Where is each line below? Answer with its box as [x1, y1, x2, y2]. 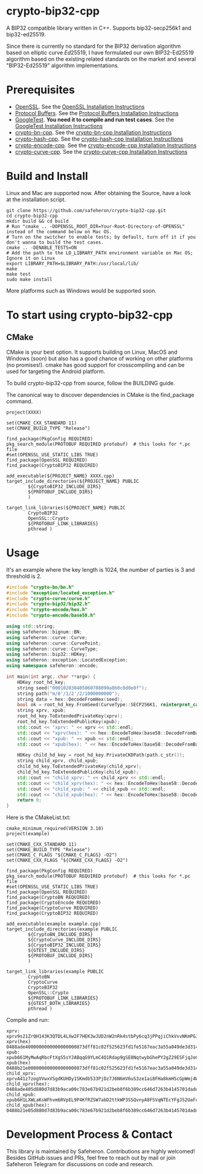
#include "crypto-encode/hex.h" [6, 607, 88, 613]
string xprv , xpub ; [17, 708, 66, 714]
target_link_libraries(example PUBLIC [6, 969, 104, 975]
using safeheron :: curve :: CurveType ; [6, 646, 98, 652]
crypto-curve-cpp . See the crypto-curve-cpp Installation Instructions [14, 148, 188, 155]
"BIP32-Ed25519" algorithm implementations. [6, 62, 120, 69]
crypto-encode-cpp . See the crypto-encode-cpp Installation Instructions [14, 141, 197, 149]
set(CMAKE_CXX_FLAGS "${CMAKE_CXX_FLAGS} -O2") [6, 857, 129, 864]
